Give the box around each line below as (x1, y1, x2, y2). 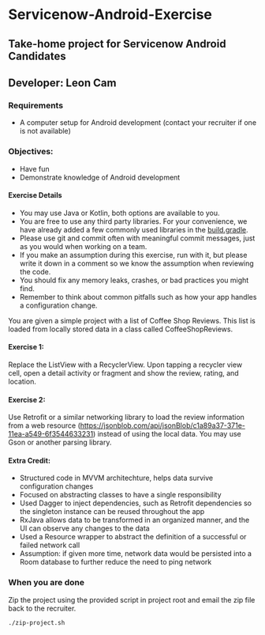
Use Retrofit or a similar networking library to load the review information (8, 413, 244, 422)
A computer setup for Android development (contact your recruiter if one (19, 118, 257, 127)
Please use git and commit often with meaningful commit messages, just (19, 233, 256, 243)
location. (8, 376, 37, 386)
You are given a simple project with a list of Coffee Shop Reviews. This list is (8, 316, 256, 325)
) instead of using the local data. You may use (93, 429, 242, 439)
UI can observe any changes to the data (19, 523, 150, 533)
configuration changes (19, 482, 94, 491)
